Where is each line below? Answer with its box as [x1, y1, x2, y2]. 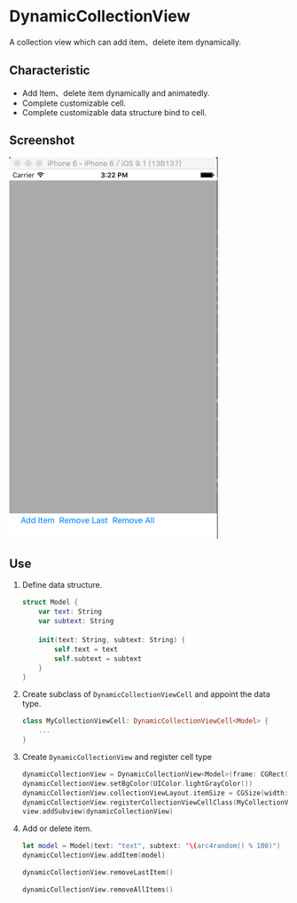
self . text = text [54, 645, 118, 653]
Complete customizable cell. [21, 98, 127, 108]
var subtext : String [38, 617, 114, 626]
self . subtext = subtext [54, 654, 142, 663]
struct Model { [21, 598, 79, 607]
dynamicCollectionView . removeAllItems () [21, 885, 174, 894]
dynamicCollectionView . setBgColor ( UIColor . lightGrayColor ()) [21, 779, 254, 788]
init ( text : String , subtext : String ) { [38, 635, 186, 645]
